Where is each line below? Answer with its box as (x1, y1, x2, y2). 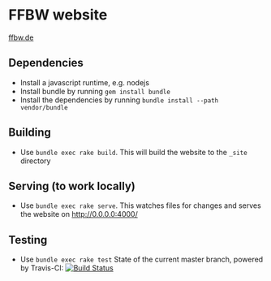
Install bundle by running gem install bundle (19, 86, 170, 96)
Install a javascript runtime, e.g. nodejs (19, 77, 150, 87)
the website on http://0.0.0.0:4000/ (19, 210, 138, 219)
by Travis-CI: (19, 263, 64, 273)
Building (8, 126, 51, 140)
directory (19, 156, 51, 166)
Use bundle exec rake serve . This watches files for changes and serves (19, 201, 261, 210)
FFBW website (8, 6, 108, 24)
